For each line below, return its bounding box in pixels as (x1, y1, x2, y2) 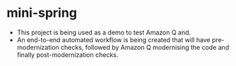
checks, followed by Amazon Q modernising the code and (60, 43, 230, 51)
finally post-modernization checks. (16, 51, 119, 59)
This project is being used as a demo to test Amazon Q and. (16, 28, 191, 37)
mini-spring (6, 5, 77, 21)
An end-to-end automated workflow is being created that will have (16, 35, 211, 44)
